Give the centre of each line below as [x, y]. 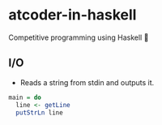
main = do [25, 97]
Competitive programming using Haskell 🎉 [79, 37]
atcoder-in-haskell [72, 15]
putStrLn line [39, 112]
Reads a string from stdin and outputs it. [87, 82]
